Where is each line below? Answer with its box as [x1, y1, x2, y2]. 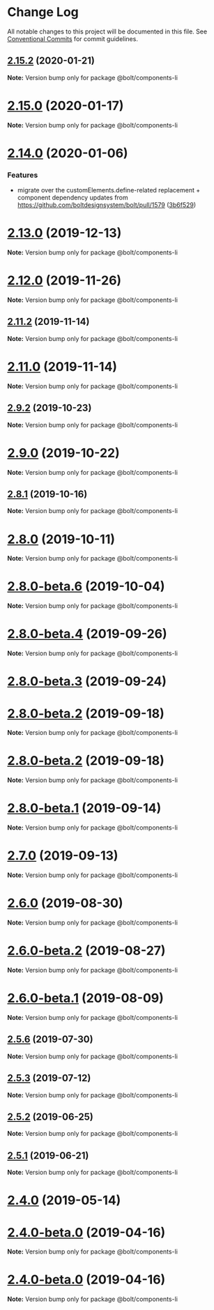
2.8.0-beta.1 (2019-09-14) [7, 800, 162, 816]
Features [7, 170, 38, 180]
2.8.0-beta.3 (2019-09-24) [7, 673, 167, 690]
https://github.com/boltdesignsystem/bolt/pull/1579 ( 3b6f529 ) [17, 201, 197, 209]
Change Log [7, 4, 79, 20]
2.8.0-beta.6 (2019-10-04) [7, 579, 165, 595]
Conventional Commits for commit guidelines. [7, 34, 138, 43]
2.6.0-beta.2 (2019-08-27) [7, 943, 166, 959]
